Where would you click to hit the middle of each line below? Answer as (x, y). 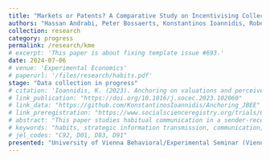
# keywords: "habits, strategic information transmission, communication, (136, 128)
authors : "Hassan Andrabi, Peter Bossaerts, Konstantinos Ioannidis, (127, 23)
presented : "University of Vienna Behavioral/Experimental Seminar (124, 143)
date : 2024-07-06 (37, 61)
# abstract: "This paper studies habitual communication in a (115, 120)
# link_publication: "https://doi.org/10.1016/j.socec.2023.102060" (125, 98)
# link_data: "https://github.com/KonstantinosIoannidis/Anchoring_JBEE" (135, 105)
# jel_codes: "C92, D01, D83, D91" (68, 135)
